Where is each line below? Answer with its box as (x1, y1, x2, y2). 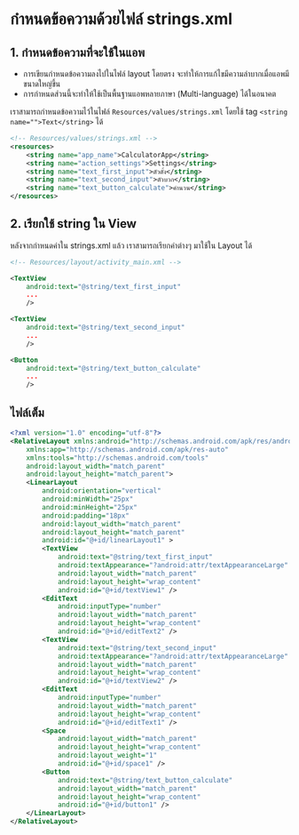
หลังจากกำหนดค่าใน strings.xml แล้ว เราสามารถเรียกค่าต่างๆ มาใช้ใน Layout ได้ (10, 240, 253, 251)
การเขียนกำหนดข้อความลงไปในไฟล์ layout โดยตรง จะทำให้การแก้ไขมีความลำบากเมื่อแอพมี (22, 68, 289, 79)
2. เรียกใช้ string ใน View (10, 216, 137, 231)
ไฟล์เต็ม (10, 405, 45, 420)
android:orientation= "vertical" (42, 486, 162, 495)
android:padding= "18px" (42, 511, 130, 520)
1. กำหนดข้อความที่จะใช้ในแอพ (10, 44, 146, 60)
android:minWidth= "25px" (42, 494, 134, 503)
